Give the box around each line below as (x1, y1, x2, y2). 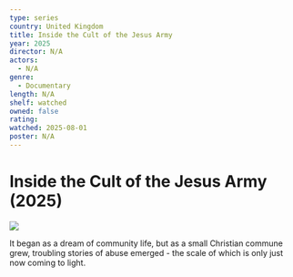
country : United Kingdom (9, 22, 104, 31)
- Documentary (17, 81, 71, 90)
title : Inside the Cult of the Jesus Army (9, 30, 173, 39)
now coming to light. (9, 257, 86, 268)
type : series (9, 13, 59, 23)
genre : (9, 73, 35, 82)
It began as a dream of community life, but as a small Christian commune (9, 238, 284, 249)
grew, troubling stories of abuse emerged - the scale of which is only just (9, 247, 284, 258)
